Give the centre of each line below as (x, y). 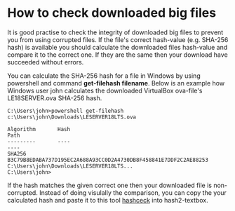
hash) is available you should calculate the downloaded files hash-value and (117, 47)
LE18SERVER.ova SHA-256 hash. (55, 98)
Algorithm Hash (39, 129)
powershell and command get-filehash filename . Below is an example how (116, 83)
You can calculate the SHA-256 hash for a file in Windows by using (104, 76)
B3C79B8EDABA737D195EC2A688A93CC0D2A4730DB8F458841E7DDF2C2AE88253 (108, 160)
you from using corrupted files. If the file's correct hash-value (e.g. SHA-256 (118, 39)
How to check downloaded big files (112, 13)
